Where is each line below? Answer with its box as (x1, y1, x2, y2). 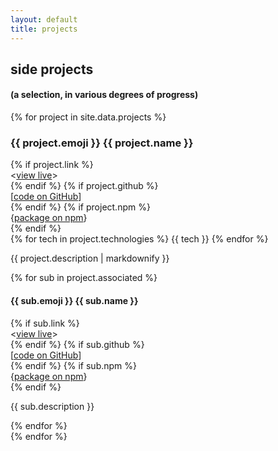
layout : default (10, 14, 78, 25)
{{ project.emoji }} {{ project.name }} (10, 136, 194, 150)
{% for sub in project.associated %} (10, 272, 158, 284)
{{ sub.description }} (10, 400, 95, 412)
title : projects (10, 24, 78, 34)
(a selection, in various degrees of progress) (10, 89, 199, 101)
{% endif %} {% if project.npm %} (10, 201, 151, 213)
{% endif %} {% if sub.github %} (10, 338, 145, 350)
